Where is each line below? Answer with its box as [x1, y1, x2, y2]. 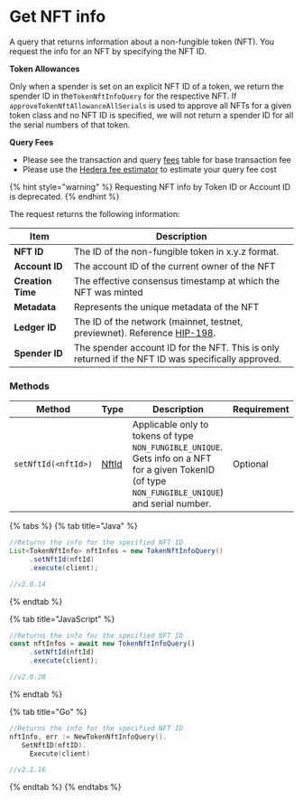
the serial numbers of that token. [9, 119, 131, 130]
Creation [14, 274, 52, 287]
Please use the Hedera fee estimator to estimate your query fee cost [22, 164, 277, 174]
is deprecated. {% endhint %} [9, 191, 120, 202]
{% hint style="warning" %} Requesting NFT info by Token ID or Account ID [9, 181, 291, 192]
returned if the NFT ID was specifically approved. [73, 353, 282, 365]
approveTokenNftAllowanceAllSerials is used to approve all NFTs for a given [9, 99, 291, 110]
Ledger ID [14, 321, 57, 334]
